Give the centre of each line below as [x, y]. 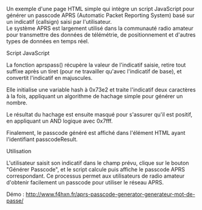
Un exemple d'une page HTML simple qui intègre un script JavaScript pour [100, 9]
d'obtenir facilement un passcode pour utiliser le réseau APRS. [85, 182]
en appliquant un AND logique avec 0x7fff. [60, 121]
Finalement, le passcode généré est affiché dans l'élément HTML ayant [96, 133]
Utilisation [19, 151]
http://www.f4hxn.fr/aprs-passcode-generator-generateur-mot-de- [110, 194]
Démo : [15, 194]
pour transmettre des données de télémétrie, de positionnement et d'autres [101, 35]
